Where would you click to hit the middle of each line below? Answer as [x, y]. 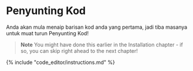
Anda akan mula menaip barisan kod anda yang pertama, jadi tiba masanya [97, 27]
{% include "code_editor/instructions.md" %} [61, 62]
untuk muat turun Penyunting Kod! [48, 33]
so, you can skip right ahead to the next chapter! [79, 50]
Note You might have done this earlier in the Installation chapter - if [101, 45]
